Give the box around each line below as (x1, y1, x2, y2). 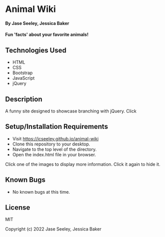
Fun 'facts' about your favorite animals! (5, 31, 89, 38)
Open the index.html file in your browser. (12, 151, 96, 157)
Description (5, 95, 42, 103)
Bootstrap (12, 70, 33, 76)
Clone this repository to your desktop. (12, 141, 91, 147)
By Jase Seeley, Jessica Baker (5, 20, 70, 26)
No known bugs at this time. (12, 189, 70, 195)
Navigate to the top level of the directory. (12, 146, 97, 152)
